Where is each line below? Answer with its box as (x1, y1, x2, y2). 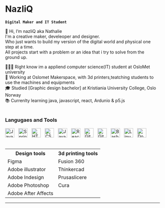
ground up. (5, 54, 27, 60)
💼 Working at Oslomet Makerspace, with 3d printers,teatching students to (5, 74, 154, 80)
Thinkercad (58, 166, 84, 173)
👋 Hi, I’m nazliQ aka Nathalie (5, 28, 62, 34)
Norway (5, 92, 21, 98)
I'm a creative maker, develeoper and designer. (5, 33, 100, 39)
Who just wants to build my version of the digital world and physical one (5, 38, 151, 45)
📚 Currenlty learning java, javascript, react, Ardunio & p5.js (5, 97, 125, 104)
